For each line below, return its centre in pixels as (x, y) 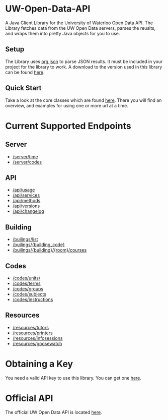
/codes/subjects (29, 294)
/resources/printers (32, 333)
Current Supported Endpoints (68, 126)
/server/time (25, 156)
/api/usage (24, 190)
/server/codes (27, 162)
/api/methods (26, 201)
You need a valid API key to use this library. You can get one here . (73, 378)
